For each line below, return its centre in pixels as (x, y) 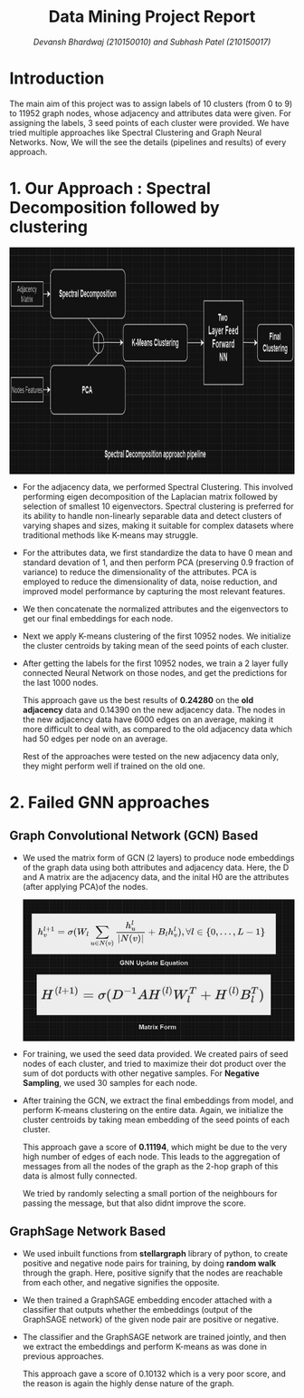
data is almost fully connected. (80, 1176)
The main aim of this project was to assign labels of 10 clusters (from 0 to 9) (151, 103)
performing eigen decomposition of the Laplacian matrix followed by (150, 496)
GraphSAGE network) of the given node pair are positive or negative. (150, 1319)
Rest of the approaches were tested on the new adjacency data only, (151, 756)
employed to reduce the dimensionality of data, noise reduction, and (150, 582)
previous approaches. (63, 1356)
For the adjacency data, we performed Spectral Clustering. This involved (158, 486)
